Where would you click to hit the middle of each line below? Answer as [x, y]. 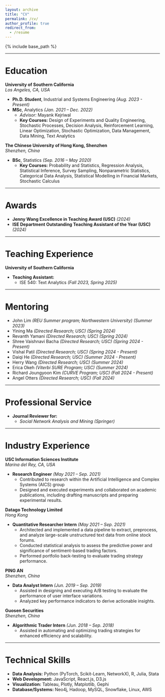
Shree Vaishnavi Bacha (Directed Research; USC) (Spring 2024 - [78, 341]
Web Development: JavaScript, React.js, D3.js [59, 679]
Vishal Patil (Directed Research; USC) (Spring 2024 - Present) [75, 351]
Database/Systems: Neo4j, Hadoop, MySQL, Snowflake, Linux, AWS [82, 689]
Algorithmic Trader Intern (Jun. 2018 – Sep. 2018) [63, 625]
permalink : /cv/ [22, 19]
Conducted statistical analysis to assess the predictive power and [86, 545]
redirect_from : [21, 28]
